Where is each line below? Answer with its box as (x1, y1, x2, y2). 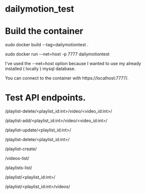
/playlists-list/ (5, 165, 32, 171)
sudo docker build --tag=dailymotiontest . (5, 42, 89, 48)
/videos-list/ (5, 156, 30, 161)
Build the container (5, 26, 83, 37)
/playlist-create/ (5, 146, 37, 152)
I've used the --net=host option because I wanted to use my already (5, 61, 142, 67)
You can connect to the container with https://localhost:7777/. (5, 75, 129, 81)
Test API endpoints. (5, 92, 86, 103)
